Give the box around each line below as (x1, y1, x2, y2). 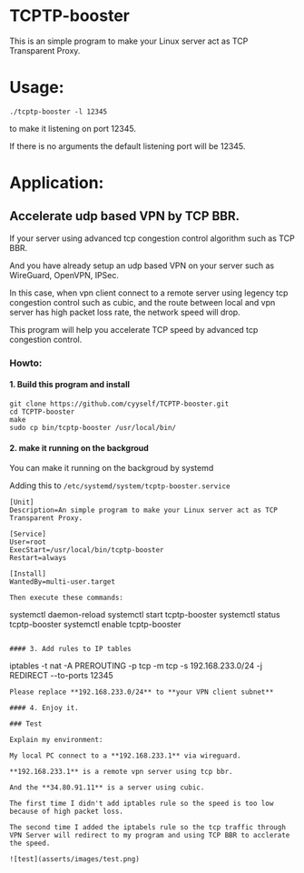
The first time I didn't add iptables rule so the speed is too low (9, 799, 274, 808)
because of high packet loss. (9, 807, 124, 817)
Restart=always (9, 554, 67, 563)
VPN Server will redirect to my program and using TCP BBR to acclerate (9, 831, 290, 840)
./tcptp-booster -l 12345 (9, 106, 107, 116)
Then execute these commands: (9, 593, 124, 603)
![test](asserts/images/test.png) (9, 855, 141, 864)
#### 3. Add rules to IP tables (9, 645, 132, 654)
